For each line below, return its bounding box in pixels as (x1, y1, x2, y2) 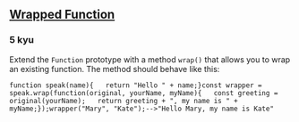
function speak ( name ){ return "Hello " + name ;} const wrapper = (9, 80, 262, 90)
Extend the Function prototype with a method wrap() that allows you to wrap (9, 53, 291, 65)
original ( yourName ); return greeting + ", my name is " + (9, 96, 239, 105)
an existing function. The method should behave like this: (9, 63, 220, 74)
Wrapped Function (9, 7, 115, 22)
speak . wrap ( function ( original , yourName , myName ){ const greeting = (9, 88, 278, 97)
